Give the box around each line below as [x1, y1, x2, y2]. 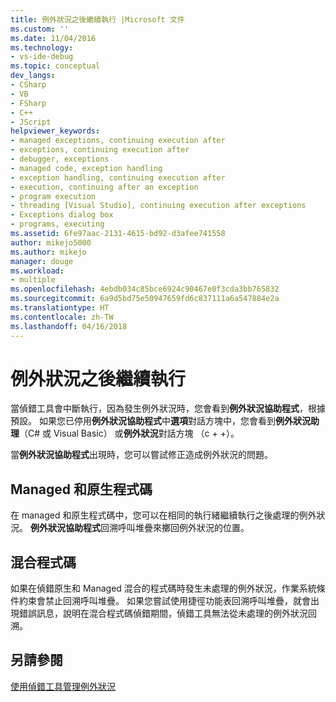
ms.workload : [10, 266, 65, 276]
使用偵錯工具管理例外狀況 [10, 680, 116, 692]
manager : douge [10, 256, 74, 266]
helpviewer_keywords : [10, 126, 101, 136]
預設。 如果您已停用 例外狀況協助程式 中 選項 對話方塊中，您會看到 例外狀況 [10, 415, 311, 427]
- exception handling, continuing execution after [10, 172, 226, 183]
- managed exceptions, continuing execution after [10, 136, 226, 146]
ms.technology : [10, 42, 74, 53]
